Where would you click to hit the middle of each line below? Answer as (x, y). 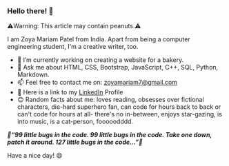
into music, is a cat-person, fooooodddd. (75, 122)
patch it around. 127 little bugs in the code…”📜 (75, 142)
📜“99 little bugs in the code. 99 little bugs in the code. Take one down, (110, 135)
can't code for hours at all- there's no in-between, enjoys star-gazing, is (120, 114)
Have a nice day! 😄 (35, 156)
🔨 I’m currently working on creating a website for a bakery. (100, 60)
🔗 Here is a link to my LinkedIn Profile (70, 92)
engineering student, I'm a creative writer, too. (73, 47)
